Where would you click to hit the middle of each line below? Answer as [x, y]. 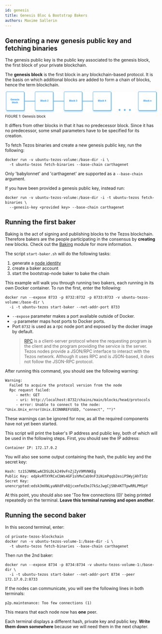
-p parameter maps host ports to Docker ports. [59, 321]
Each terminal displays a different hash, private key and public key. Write [78, 621]
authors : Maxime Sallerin [31, 20]
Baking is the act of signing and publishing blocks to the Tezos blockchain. [79, 234]
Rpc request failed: [30, 390]
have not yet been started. [31, 423]
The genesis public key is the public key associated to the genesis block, [78, 60]
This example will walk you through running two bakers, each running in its [79, 283]
